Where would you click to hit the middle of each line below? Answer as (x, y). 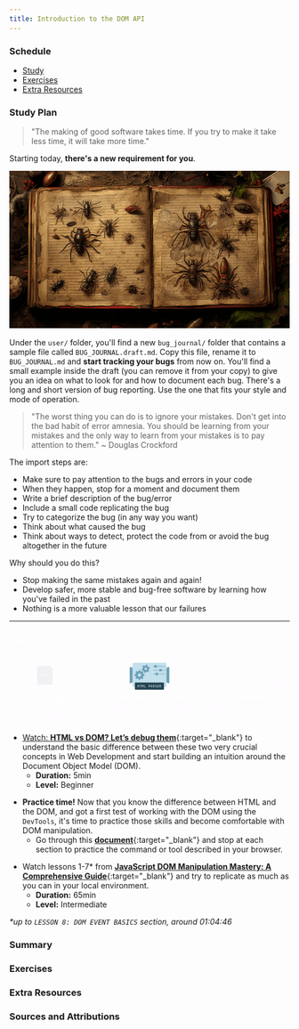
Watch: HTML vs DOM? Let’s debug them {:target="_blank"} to (137, 738)
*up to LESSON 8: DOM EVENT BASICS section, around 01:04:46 (121, 922)
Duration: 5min (63, 775)
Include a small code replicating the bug (95, 507)
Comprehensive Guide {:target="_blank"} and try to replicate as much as (155, 876)
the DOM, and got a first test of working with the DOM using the (139, 812)
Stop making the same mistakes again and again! (112, 579)
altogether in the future (65, 545)
